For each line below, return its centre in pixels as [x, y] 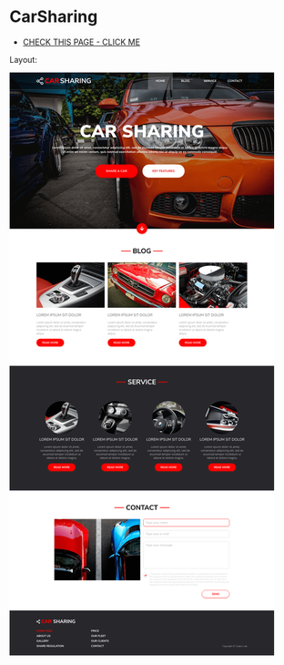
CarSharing [54, 17]
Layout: [24, 59]
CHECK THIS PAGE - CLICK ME [81, 42]
